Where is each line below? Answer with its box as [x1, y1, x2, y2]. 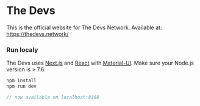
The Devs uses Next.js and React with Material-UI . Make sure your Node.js [6, 59, 194, 67]
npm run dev [6, 83, 37, 90]
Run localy [6, 45, 38, 54]
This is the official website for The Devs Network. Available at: [6, 24, 162, 31]
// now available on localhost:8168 [6, 94, 99, 101]
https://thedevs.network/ [6, 30, 69, 37]
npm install [6, 77, 37, 84]
